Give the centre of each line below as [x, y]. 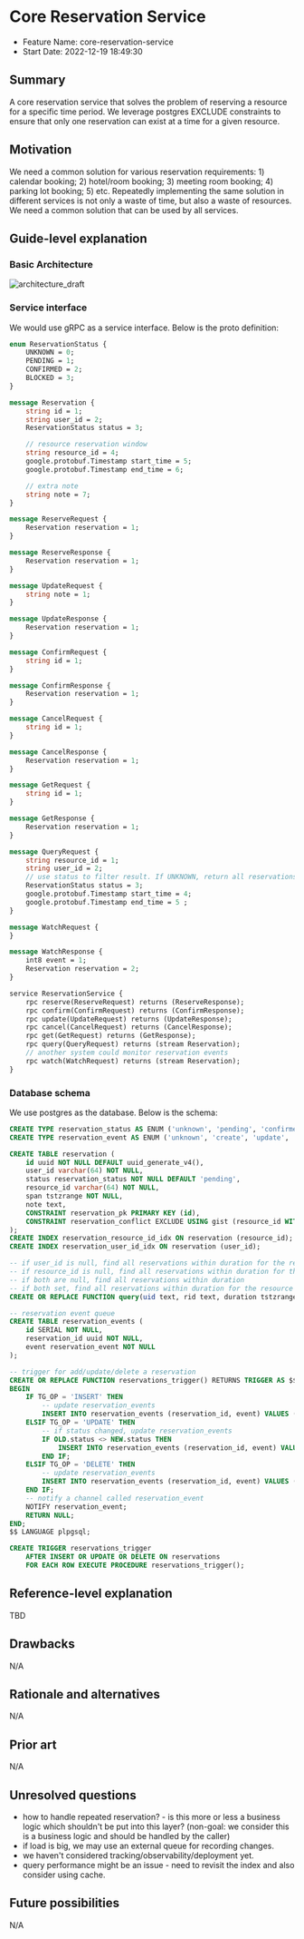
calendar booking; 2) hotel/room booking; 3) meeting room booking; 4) [142, 181]
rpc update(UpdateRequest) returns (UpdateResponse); [129, 1019]
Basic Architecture [51, 264]
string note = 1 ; [58, 594]
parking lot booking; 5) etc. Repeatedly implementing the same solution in [147, 191]
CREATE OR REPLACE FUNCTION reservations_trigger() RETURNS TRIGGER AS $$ [153, 1380]
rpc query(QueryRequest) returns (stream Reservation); [133, 1044]
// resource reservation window [86, 445]
